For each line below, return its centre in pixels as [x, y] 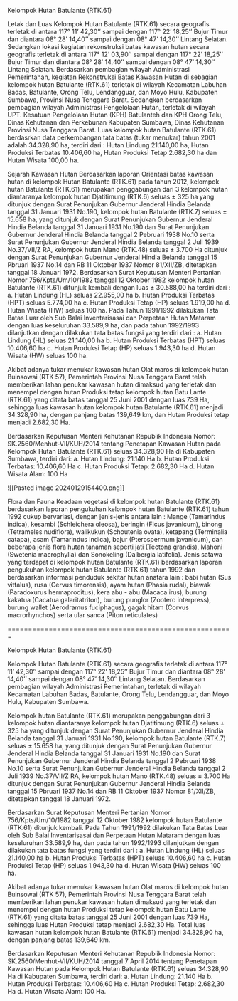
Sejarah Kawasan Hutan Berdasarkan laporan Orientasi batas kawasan [110, 174]
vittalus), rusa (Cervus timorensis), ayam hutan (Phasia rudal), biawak [109, 585]
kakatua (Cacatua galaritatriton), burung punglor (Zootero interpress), [109, 600]
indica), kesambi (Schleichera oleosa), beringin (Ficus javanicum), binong [115, 524]
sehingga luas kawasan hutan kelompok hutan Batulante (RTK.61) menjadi [115, 407]
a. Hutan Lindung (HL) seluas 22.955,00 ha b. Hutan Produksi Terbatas [111, 295]
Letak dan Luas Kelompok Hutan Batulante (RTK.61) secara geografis [108, 24]
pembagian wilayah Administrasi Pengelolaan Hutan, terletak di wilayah [112, 107]
